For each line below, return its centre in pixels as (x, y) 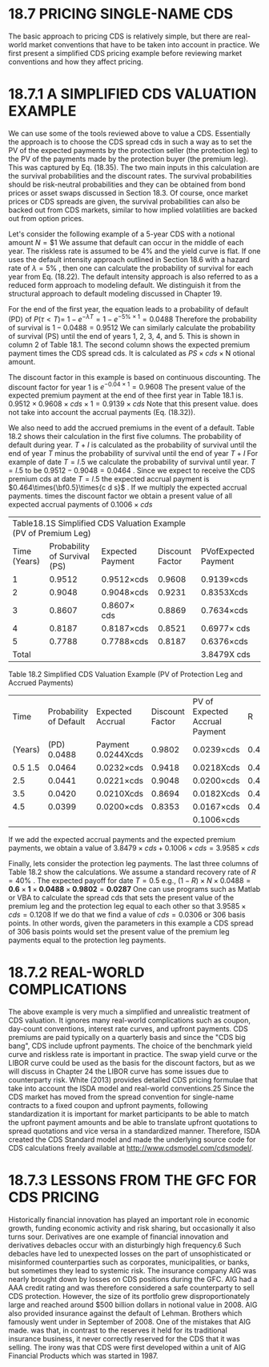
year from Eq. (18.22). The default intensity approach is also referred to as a (133, 276)
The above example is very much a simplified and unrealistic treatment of (129, 1012)
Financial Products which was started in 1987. (83, 1356)
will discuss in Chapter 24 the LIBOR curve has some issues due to (118, 1071)
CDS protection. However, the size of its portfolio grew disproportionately (129, 1296)
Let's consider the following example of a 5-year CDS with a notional (122, 234)
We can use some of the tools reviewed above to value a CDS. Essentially (129, 133)
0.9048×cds (125, 592)
